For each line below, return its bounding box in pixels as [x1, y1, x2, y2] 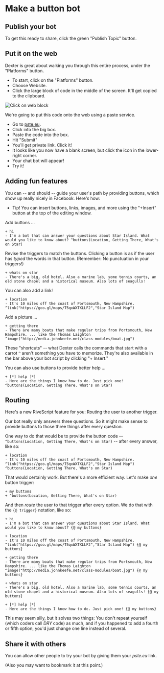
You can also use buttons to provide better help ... [5, 365, 106, 371]
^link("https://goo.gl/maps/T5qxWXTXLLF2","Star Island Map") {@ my [5, 542, 148, 547]
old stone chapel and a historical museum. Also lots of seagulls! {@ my [5, 589, 159, 595]
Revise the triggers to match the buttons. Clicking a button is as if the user [5, 250, 155, 256]
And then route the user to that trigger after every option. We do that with [5, 502, 153, 508]
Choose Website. [12, 82, 47, 88]
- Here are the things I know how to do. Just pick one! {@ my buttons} [5, 606, 157, 612]
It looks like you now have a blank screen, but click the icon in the [12, 147, 145, 153]
